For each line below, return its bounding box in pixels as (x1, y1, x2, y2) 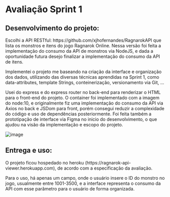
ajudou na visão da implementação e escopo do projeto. (5, 122, 123, 127)
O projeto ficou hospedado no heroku (5, 159, 84, 166)
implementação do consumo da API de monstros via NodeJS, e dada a (5, 48, 154, 54)
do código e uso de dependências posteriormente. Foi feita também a (5, 111, 152, 117)
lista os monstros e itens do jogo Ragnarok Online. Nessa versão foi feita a (5, 43, 161, 49)
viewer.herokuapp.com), (5, 165, 56, 171)
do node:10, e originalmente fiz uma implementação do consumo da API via (5, 100, 164, 106)
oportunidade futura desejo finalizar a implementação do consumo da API (5, 53, 160, 59)
